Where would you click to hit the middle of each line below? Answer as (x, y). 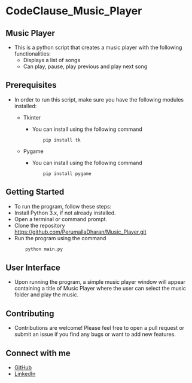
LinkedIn (25, 373)
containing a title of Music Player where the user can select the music (100, 289)
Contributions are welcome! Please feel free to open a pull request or (99, 328)
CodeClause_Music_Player (74, 11)
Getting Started (35, 192)
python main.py (44, 249)
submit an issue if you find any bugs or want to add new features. (95, 334)
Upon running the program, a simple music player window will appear (100, 282)
